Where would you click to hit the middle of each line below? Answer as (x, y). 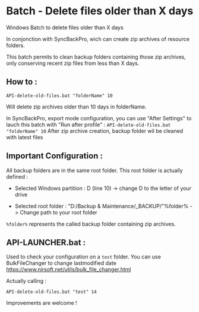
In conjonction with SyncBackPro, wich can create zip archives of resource (98, 39)
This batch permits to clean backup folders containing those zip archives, (96, 57)
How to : (22, 82)
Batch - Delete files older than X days (100, 11)
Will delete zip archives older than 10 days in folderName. (76, 107)
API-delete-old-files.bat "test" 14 (51, 292)
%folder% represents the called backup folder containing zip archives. (91, 224)
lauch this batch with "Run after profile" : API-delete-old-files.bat (89, 124)
